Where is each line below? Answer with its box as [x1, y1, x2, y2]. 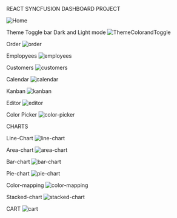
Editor [6, 100, 21, 106]
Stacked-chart [6, 194, 42, 200]
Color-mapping [6, 182, 44, 189]
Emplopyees [6, 52, 38, 60]
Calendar [6, 76, 29, 83]
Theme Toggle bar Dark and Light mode [6, 29, 106, 36]
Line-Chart [6, 135, 33, 141]
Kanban [6, 87, 26, 95]
